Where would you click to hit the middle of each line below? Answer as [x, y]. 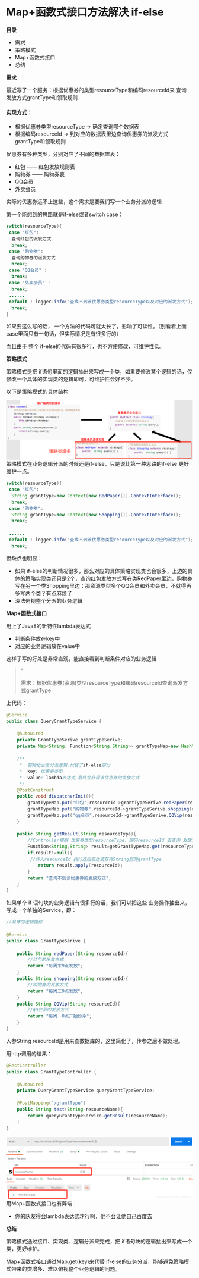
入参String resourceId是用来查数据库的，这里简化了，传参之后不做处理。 [95, 1041]
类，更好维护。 [24, 1249]
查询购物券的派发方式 [34, 258]
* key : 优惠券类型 [41, 771]
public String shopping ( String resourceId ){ [73, 979]
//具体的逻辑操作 [24, 922]
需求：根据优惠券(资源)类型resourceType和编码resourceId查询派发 [102, 682]
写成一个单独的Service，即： [41, 910]
